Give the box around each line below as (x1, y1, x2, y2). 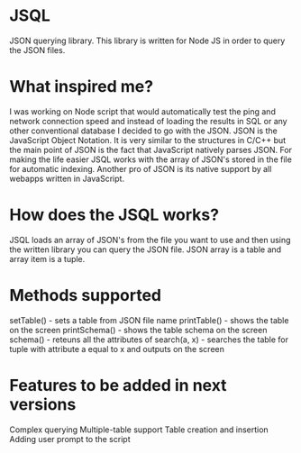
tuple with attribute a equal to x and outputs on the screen (9, 343, 225, 354)
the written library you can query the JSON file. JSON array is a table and (9, 244, 282, 255)
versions (9, 394, 77, 414)
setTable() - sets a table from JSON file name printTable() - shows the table (9, 314, 289, 325)
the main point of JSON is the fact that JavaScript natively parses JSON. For (9, 144, 293, 155)
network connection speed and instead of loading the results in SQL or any (9, 115, 287, 126)
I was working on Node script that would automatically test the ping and (9, 105, 277, 117)
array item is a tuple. (9, 253, 86, 264)
